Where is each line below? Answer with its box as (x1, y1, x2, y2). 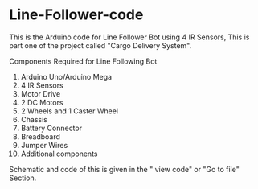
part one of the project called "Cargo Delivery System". (9, 40, 192, 50)
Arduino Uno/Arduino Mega (20, 72, 112, 81)
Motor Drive (20, 88, 61, 98)
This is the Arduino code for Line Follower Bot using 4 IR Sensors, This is (9, 32, 250, 42)
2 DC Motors (20, 97, 63, 107)
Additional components (20, 149, 98, 158)
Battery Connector (20, 123, 83, 133)
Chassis (20, 114, 47, 124)
